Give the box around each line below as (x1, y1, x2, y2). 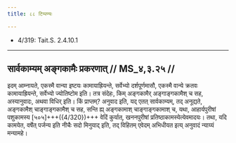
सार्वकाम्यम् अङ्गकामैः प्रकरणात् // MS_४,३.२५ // (7, 63, 176, 75)
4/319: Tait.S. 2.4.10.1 (17, 36, 79, 44)
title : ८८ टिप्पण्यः (7, 10, 53, 18)
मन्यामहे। (7, 129, 28, 137)
